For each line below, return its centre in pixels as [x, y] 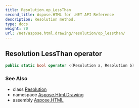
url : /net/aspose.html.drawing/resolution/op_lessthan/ [65, 33]
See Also [16, 78]
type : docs [17, 24]
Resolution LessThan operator [54, 54]
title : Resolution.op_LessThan [38, 10]
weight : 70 [17, 29]
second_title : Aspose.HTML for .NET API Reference [60, 15]
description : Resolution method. [40, 19]
